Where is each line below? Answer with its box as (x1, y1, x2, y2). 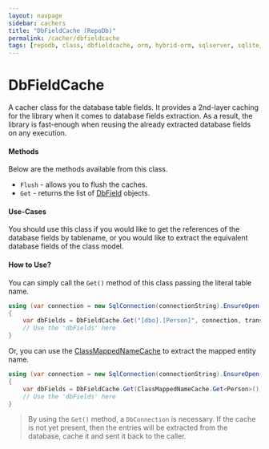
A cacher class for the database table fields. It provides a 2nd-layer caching (8, 103, 259, 112)
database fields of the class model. (8, 241, 124, 251)
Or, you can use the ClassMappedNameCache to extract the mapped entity (8, 346, 256, 356)
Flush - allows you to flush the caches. (19, 180, 148, 189)
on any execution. (8, 128, 67, 138)
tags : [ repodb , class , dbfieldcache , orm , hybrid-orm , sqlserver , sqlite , (8, 42, 263, 50)
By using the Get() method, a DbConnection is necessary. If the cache (27, 415, 256, 424)
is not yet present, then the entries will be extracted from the (27, 423, 228, 433)
